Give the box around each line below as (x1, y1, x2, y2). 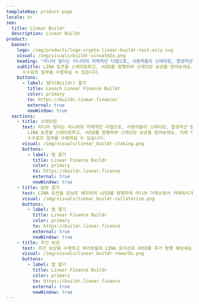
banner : (11, 42, 31, 48)
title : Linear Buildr (11, 25, 65, 31)
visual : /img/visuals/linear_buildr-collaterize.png (21, 196, 155, 202)
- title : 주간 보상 (17, 240, 60, 245)
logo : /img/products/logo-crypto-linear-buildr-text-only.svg (17, 47, 174, 53)
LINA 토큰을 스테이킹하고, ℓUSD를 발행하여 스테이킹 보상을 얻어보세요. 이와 (27, 130, 188, 136)
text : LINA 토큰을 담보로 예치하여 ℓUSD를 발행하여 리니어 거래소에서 (21, 190, 171, 196)
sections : (11, 113, 36, 119)
